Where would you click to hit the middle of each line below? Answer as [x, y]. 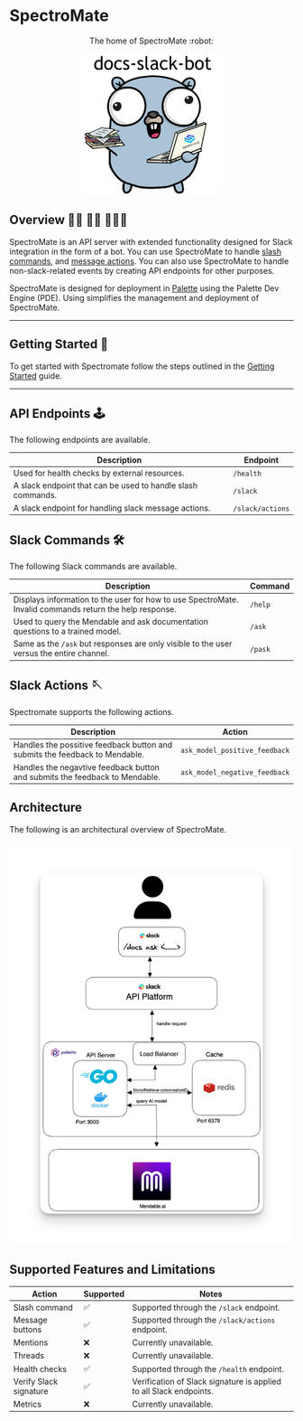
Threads [29, 1356]
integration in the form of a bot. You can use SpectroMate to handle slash [146, 251]
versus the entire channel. [61, 654]
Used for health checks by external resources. [99, 473]
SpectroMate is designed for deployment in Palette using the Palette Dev [144, 288]
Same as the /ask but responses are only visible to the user [123, 644]
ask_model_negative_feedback [235, 773]
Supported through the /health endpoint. [208, 1369]
